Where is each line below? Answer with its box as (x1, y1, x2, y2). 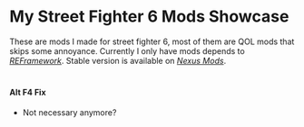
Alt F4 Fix (9, 87, 47, 98)
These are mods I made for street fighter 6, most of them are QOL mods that (9, 36, 295, 47)
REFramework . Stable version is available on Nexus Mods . (9, 55, 227, 66)
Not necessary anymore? (22, 106, 117, 118)
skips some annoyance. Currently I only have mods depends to (9, 45, 245, 56)
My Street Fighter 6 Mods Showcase (9, 6, 289, 27)
